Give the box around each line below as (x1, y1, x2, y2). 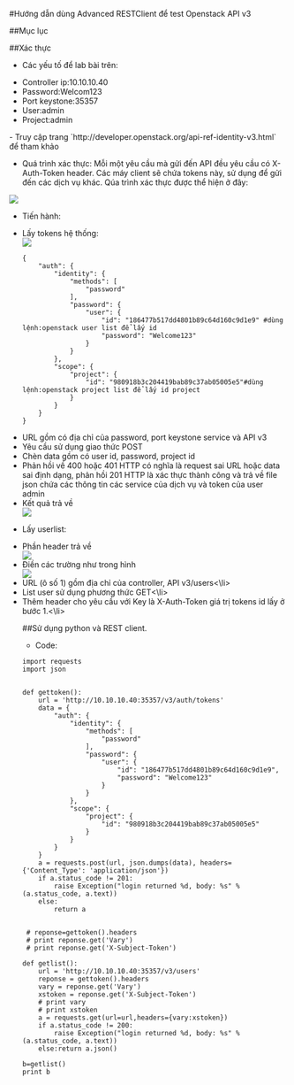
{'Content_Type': (21, 866, 87, 875)
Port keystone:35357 (21, 96, 99, 106)
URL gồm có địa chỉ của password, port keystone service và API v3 (21, 432, 268, 442)
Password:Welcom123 (21, 87, 103, 96)
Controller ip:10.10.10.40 (21, 77, 109, 88)
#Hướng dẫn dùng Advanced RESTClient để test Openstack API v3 (9, 9, 252, 19)
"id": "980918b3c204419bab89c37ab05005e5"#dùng (85, 378, 264, 387)
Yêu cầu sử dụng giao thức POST (21, 442, 143, 451)
